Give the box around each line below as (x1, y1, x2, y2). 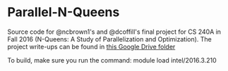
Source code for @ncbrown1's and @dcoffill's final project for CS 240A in (7, 27, 221, 36)
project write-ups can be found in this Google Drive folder (7, 42, 176, 51)
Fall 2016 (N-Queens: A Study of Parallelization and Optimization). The (7, 34, 212, 43)
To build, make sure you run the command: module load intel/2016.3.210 (7, 56, 217, 64)
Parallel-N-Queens (7, 4, 120, 20)
